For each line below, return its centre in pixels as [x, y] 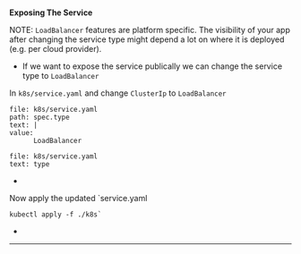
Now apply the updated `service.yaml [78, 198]
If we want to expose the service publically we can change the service [152, 66]
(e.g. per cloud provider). [56, 48]
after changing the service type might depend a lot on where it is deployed [147, 39]
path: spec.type [39, 117]
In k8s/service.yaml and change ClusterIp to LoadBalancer [118, 93]
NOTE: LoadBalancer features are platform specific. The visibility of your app [150, 30]
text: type [30, 164]
